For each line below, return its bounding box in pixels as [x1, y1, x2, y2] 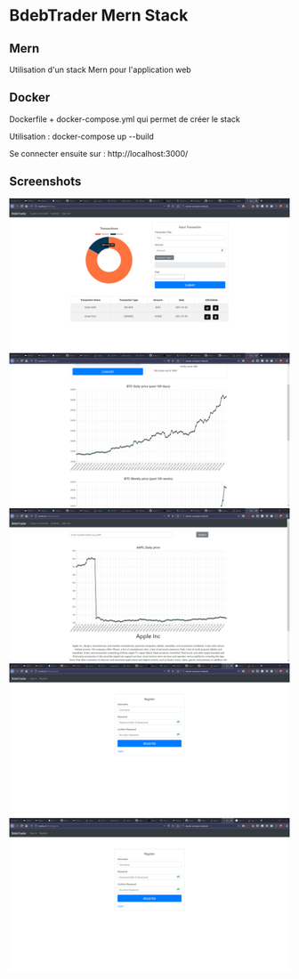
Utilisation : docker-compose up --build [9, 131, 154, 142]
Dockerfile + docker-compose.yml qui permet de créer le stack [9, 113, 240, 125]
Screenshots [9, 174, 82, 190]
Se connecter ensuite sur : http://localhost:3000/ [9, 148, 189, 158]
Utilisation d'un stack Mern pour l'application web [9, 64, 191, 75]
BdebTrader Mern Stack [9, 5, 189, 26]
